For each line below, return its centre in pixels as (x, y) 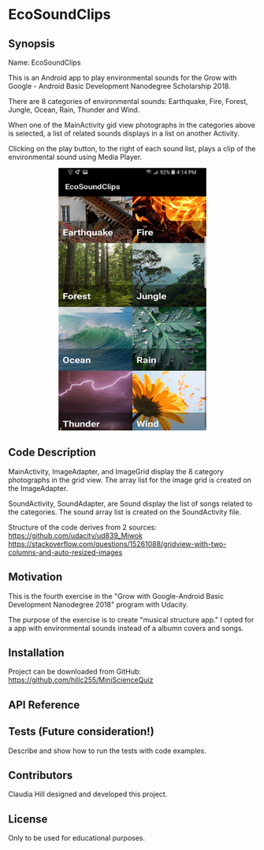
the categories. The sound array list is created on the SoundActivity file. (125, 512)
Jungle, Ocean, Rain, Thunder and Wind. (74, 109)
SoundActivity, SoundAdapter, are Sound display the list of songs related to (130, 503)
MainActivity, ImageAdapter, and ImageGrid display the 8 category (116, 471)
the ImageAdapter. (38, 488)
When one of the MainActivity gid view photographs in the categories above (132, 125)
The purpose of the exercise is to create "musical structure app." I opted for (131, 619)
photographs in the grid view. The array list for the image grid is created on (130, 480)
